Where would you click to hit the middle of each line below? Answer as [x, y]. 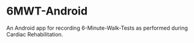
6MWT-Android [47, 11]
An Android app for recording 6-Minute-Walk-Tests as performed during [97, 28]
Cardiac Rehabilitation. [35, 34]
